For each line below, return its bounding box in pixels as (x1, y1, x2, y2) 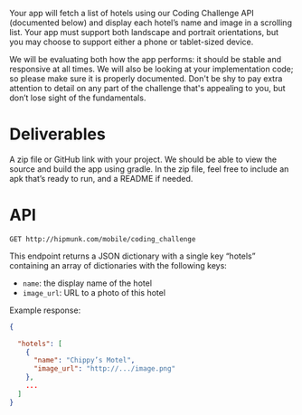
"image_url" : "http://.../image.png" (33, 364, 176, 373)
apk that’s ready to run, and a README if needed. (9, 173, 193, 184)
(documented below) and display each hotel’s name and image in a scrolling (9, 17, 292, 28)
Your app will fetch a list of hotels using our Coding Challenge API (9, 8, 255, 18)
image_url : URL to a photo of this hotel (22, 287, 165, 297)
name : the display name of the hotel (22, 278, 152, 288)
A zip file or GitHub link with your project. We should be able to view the (9, 154, 278, 165)
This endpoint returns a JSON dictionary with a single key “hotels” (9, 250, 256, 261)
